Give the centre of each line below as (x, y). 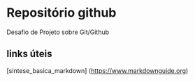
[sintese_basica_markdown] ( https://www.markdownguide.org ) (97, 70)
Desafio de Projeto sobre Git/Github (58, 32)
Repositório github (62, 13)
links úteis (29, 54)
